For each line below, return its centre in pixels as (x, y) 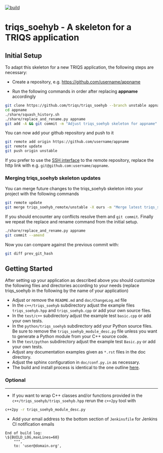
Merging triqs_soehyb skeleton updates (53, 178)
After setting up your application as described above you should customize (80, 280)
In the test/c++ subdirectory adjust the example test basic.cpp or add (81, 316)
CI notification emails (33, 424)
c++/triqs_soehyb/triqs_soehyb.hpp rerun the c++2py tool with (74, 400)
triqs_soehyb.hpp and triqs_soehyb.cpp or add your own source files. (81, 311)
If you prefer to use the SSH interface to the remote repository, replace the (80, 160)
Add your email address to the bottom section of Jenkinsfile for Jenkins (85, 419)
